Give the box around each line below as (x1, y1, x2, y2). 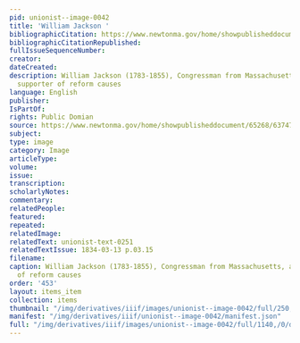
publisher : (9, 96, 50, 105)
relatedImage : (9, 229, 62, 238)
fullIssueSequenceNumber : (9, 46, 105, 55)
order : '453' (9, 279, 58, 288)
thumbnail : (9, 304, 50, 313)
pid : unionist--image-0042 (9, 13, 110, 22)
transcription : (9, 180, 66, 188)
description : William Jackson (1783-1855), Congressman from (9, 71, 242, 80)
